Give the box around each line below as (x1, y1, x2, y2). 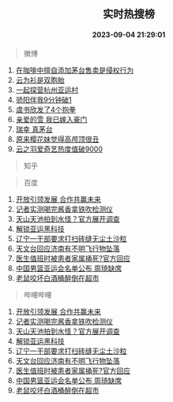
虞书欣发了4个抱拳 (15, 105, 77, 114)
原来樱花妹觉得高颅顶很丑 (15, 134, 100, 143)
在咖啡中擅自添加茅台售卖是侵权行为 (15, 65, 134, 75)
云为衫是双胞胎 (15, 75, 65, 84)
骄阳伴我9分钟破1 (15, 95, 73, 104)
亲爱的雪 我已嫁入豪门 (15, 114, 88, 124)
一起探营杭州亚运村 (15, 85, 79, 95)
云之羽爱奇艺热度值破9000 (15, 144, 103, 154)
